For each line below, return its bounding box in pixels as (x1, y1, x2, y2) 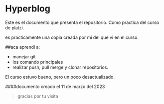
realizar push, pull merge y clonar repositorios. (12, 64, 109, 70)
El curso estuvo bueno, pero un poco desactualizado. (5, 74, 115, 80)
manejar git (12, 53, 36, 60)
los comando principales (12, 59, 63, 65)
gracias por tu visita (17, 93, 58, 99)
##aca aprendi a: (5, 44, 40, 50)
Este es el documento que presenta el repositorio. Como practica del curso (5, 19, 160, 25)
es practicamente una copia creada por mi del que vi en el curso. (5, 34, 139, 40)
